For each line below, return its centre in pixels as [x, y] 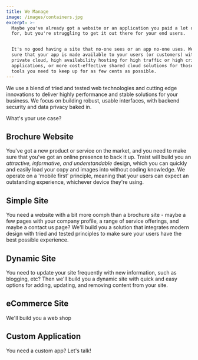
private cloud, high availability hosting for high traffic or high [97, 60]
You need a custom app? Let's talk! [49, 351]
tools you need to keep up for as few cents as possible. [84, 71]
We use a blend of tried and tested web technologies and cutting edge [92, 88]
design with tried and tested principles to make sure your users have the [94, 234]
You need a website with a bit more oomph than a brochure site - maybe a [96, 215]
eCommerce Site [37, 304]
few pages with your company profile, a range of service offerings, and [93, 221]
